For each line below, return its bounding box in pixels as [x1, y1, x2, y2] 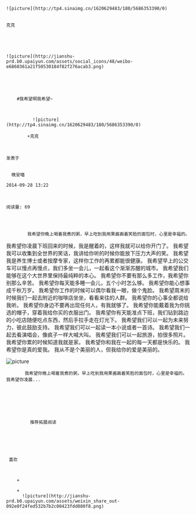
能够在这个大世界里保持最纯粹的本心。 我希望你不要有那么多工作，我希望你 [6, 272, 189, 279]
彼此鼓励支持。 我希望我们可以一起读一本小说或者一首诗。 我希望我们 [16, 324, 185, 331]
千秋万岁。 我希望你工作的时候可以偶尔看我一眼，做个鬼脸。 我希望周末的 [11, 287, 190, 293]
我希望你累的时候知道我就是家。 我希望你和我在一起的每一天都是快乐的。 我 [6, 338, 190, 346]
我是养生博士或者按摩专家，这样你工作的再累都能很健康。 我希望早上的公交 [6, 257, 189, 264]
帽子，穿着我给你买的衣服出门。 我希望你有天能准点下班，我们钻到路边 [16, 309, 189, 316]
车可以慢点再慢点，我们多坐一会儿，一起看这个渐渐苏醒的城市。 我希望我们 [6, 264, 189, 271]
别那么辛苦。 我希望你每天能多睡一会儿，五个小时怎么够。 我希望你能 [6, 279, 175, 286]
